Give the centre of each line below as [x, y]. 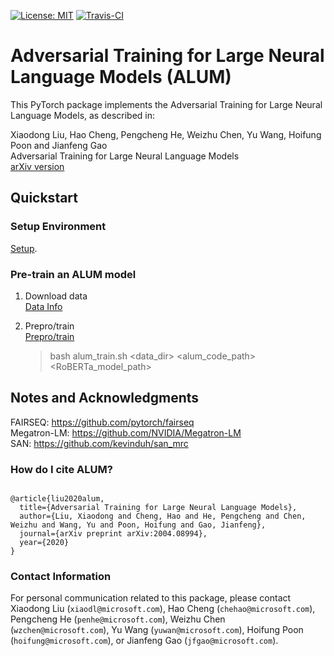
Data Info [43, 306]
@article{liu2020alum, [57, 499]
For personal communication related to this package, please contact [151, 598]
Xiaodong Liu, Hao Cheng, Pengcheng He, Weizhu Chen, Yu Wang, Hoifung [166, 134]
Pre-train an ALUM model [73, 274]
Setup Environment [58, 227]
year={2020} [44, 543]
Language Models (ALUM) [121, 77]
